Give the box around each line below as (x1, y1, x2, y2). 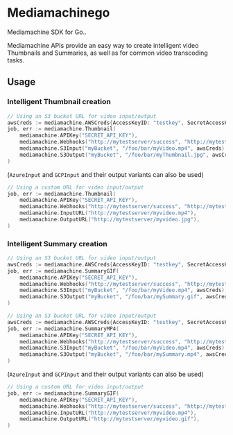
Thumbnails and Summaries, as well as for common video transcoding (7, 49, 208, 57)
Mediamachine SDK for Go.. (7, 28, 87, 36)
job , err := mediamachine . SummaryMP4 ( (7, 325, 119, 332)
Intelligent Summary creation (7, 239, 107, 248)
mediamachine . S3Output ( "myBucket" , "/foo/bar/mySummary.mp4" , (19, 351, 203, 358)
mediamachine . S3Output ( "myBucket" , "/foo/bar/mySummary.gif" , (19, 293, 203, 300)
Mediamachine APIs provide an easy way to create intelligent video (7, 41, 199, 49)
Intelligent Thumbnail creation (7, 97, 111, 107)
